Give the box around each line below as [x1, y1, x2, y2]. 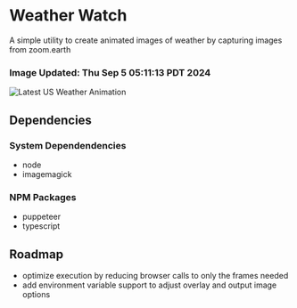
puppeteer [21, 211, 61, 223]
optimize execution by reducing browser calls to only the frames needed [21, 271, 289, 281]
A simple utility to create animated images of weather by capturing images [9, 35, 283, 45]
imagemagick [21, 168, 72, 179]
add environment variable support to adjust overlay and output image [21, 280, 277, 290]
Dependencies [9, 112, 92, 127]
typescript [21, 221, 61, 231]
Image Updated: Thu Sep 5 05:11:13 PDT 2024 [9, 66, 211, 78]
